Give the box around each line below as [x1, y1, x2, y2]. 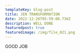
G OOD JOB [5, 44, 28, 49]
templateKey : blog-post [5, 7, 54, 12]
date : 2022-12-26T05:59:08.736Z [5, 16, 71, 21]
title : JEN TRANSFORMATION [5, 12, 60, 17]
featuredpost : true [5, 26, 45, 30]
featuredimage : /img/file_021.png [5, 30, 76, 35]
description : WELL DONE [5, 21, 54, 26]
